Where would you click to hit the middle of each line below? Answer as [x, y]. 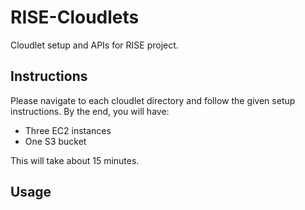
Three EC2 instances [68, 130]
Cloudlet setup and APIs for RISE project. [94, 45]
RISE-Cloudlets [75, 17]
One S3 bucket [55, 141]
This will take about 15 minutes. [75, 160]
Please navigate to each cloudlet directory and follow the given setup [153, 100]
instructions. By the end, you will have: [90, 111]
